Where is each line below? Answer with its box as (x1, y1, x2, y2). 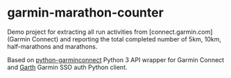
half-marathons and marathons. (7, 42, 98, 50)
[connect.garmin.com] (148, 28, 213, 36)
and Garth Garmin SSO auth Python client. (7, 63, 128, 71)
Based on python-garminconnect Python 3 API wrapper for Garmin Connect (7, 55, 224, 64)
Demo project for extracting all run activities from (7, 28, 148, 36)
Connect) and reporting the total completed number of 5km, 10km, (31, 35, 222, 43)
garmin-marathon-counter (7, 5, 164, 21)
